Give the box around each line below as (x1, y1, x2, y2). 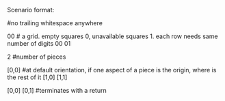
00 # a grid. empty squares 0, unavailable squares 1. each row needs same (7, 32, 218, 40)
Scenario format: (7, 6, 55, 14)
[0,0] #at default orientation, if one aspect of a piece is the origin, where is (7, 66, 217, 74)
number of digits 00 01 (7, 40, 71, 47)
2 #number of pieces (7, 53, 66, 61)
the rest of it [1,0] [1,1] (7, 73, 68, 81)
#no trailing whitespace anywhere (7, 19, 103, 27)
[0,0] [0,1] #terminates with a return (7, 87, 107, 94)
